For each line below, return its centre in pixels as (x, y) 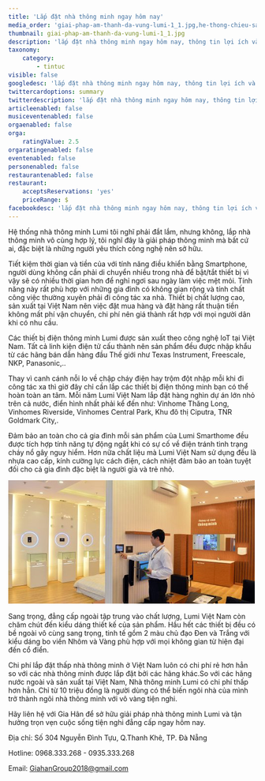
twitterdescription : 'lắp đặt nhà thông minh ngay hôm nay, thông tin (127, 100)
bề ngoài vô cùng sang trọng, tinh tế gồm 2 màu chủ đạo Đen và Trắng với (129, 633)
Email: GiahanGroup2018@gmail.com (68, 768)
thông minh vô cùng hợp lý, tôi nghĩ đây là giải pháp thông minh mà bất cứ (129, 240)
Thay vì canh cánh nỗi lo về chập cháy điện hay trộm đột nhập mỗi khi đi (126, 378)
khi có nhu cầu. (33, 322)
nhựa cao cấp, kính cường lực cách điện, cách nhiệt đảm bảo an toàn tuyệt (130, 460)
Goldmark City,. (34, 420)
